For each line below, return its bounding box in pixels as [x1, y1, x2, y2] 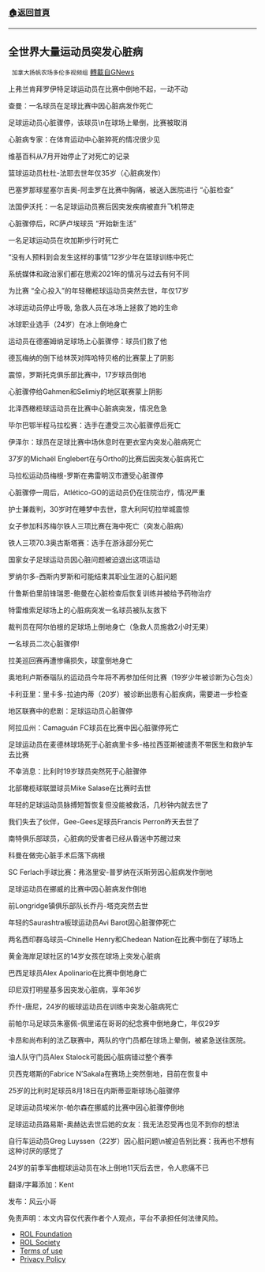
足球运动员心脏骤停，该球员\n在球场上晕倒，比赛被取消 [8, 118, 188, 127]
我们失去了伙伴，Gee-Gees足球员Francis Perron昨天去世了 [8, 817, 200, 827]
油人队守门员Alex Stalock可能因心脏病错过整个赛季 [8, 1052, 174, 1062]
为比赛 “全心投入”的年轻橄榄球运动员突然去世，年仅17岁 [8, 286, 189, 296]
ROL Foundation [19, 1229, 73, 1239]
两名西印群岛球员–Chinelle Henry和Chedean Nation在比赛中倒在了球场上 [8, 935, 244, 945]
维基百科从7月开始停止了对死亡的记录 [8, 152, 130, 161]
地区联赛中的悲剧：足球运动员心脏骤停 [8, 706, 132, 716]
